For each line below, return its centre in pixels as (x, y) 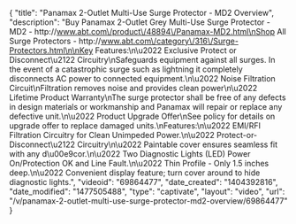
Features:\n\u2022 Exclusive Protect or (166, 50)
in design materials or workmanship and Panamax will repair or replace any (146, 107)
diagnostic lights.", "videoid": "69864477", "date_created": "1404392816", (144, 182)
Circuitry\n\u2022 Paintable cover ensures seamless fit (177, 144)
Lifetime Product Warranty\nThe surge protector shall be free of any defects (148, 97)
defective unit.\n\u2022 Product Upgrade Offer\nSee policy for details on (142, 116)
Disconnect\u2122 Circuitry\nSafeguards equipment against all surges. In (142, 60)
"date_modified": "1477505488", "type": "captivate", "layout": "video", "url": (147, 191)
